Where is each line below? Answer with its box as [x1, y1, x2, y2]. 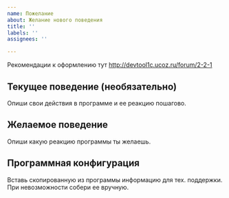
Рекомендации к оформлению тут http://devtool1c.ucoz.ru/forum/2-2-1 [7, 61, 212, 69]
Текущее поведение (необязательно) [7, 81, 177, 92]
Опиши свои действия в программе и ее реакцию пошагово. [7, 99, 187, 107]
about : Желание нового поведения [7, 17, 103, 23]
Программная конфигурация [7, 157, 140, 169]
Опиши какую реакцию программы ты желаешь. [7, 137, 151, 146]
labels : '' [7, 29, 39, 37]
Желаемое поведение [7, 119, 109, 131]
